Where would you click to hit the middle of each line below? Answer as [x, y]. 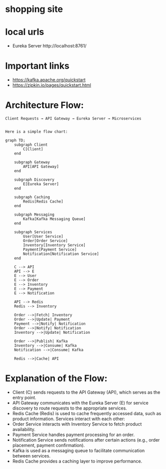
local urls [25, 32]
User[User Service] [43, 236]
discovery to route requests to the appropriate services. [70, 408]
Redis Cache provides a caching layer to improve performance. [77, 461]
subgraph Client [31, 145]
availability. [24, 429]
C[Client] [33, 149]
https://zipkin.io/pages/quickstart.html [52, 85]
